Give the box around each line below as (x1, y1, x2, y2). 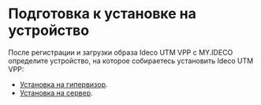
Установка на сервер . (19, 88, 93, 97)
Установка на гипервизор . (19, 80, 108, 89)
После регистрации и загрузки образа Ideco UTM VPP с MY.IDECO (8, 47, 233, 57)
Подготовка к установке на (8, 5, 197, 23)
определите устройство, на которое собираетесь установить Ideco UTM (8, 56, 254, 66)
